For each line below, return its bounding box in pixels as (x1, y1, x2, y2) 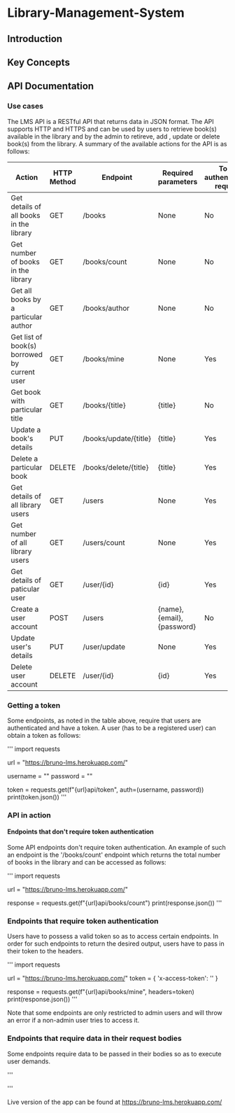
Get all (10, 286, 32, 295)
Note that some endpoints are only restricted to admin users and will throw (7, 1009, 222, 1017)
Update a (10, 425, 41, 435)
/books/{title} (83, 400, 126, 410)
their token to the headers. (7, 947, 84, 955)
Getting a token (7, 700, 61, 710)
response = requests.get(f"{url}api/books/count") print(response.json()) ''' (7, 899, 222, 907)
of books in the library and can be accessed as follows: (7, 858, 166, 867)
